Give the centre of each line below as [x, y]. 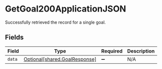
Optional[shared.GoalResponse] [60, 59]
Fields [15, 37]
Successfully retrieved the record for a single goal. [55, 22]
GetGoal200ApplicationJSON [66, 9]
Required [112, 51]
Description [141, 51]
